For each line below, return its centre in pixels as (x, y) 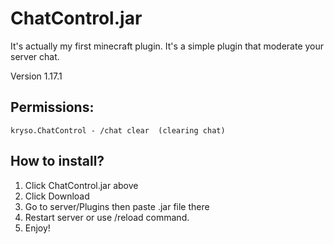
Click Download (57, 196)
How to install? (57, 161)
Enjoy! (37, 228)
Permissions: (52, 107)
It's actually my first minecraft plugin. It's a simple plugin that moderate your (167, 46)
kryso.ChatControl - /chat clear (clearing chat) (118, 130)
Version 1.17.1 (36, 76)
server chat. (35, 56)
